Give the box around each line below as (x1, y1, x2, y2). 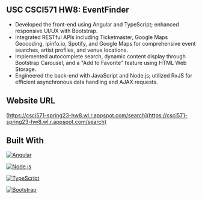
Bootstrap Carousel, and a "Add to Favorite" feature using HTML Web (14, 59, 187, 66)
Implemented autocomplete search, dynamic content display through (14, 52, 186, 60)
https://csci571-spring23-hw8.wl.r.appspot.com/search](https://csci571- (8, 111, 188, 119)
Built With (6, 135, 44, 146)
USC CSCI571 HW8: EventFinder (6, 5, 129, 15)
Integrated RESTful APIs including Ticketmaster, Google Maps (14, 33, 168, 41)
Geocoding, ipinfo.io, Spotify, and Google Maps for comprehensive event (14, 40, 196, 47)
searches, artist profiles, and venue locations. (14, 46, 128, 54)
